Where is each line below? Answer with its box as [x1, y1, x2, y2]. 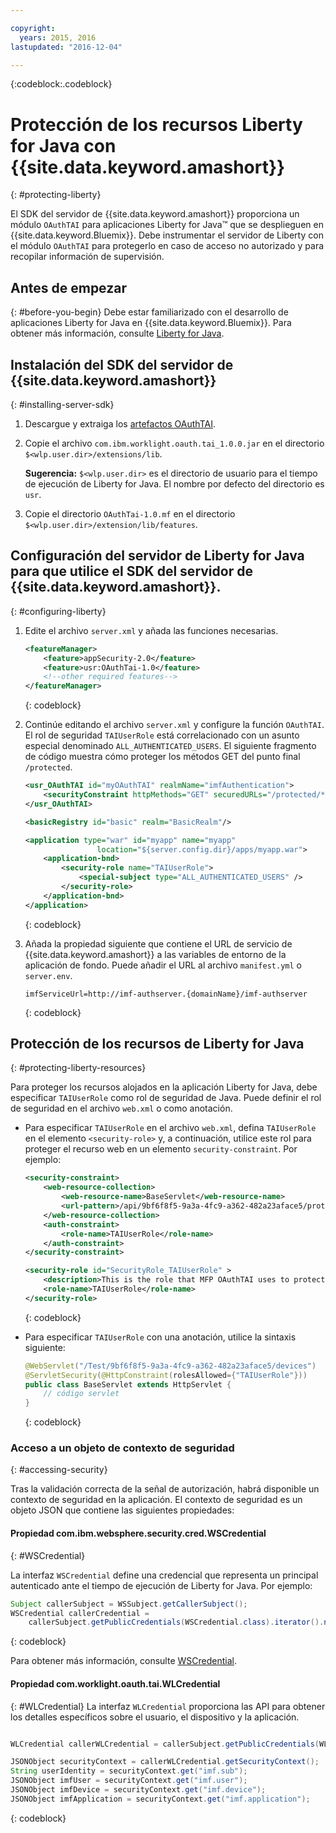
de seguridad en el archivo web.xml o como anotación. [10, 1102, 233, 1115]
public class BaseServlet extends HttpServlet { [24, 1379, 232, 1390]
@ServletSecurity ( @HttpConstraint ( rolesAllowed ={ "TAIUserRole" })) [24, 1370, 308, 1380]
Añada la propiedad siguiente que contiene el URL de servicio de [24, 937, 293, 950]
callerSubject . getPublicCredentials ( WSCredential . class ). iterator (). [28, 1617, 325, 1628]
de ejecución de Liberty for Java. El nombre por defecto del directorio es [24, 477, 325, 490]
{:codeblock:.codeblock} [10, 78, 113, 90]
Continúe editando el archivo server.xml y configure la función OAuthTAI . [24, 719, 325, 731]
